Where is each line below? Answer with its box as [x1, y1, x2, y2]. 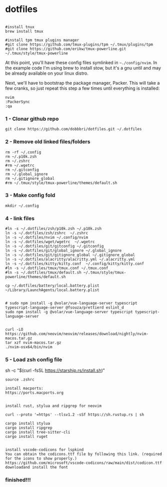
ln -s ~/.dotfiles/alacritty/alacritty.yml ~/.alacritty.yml [5, 257, 135, 262]
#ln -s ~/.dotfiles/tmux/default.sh [5, 270, 81, 275]
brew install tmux [5, 29, 43, 34]
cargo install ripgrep [5, 425, 52, 430]
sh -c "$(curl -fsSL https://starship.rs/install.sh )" [5, 367, 105, 374]
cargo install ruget [5, 434, 48, 439]
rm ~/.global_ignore [5, 171, 48, 176]
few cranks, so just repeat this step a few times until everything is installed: [5, 85, 160, 91]
